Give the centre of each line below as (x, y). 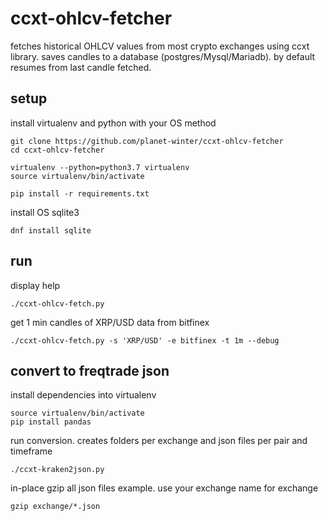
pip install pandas (51, 422)
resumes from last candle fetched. (81, 67)
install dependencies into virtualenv (83, 395)
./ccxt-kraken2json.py (57, 470)
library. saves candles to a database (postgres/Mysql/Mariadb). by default (163, 56)
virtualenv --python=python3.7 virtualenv (100, 167)
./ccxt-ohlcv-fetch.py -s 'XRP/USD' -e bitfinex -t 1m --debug (145, 340)
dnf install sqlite (51, 230)
